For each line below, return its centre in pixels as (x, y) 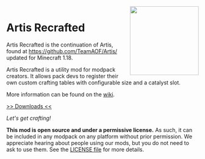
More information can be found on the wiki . (60, 94)
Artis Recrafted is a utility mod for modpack (61, 69)
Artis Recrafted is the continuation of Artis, (60, 45)
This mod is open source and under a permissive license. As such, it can (99, 130)
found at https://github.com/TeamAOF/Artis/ (62, 51)
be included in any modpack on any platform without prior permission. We (99, 136)
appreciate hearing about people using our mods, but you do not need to (98, 142)
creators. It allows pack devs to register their (63, 76)
